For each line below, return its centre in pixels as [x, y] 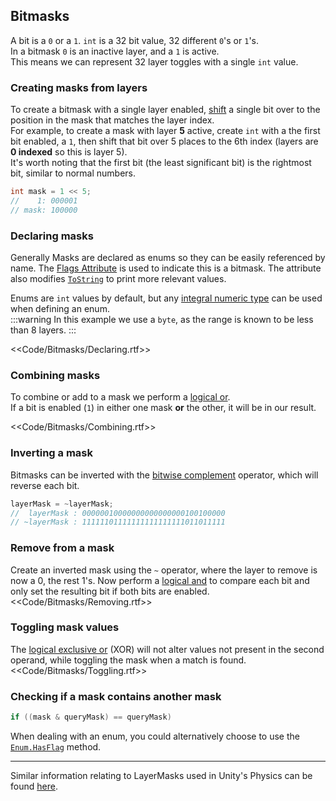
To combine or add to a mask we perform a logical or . [120, 397]
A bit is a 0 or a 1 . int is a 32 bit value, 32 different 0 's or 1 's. [135, 40]
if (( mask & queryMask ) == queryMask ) [91, 717]
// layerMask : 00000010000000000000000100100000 [118, 513]
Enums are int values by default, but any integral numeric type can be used [166, 298]
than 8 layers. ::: [43, 330]
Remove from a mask [62, 548]
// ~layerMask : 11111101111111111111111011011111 [118, 522]
